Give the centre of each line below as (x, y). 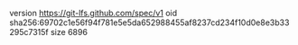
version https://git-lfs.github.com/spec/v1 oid (93, 13)
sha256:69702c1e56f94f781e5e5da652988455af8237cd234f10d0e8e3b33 (149, 22)
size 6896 (69, 32)
